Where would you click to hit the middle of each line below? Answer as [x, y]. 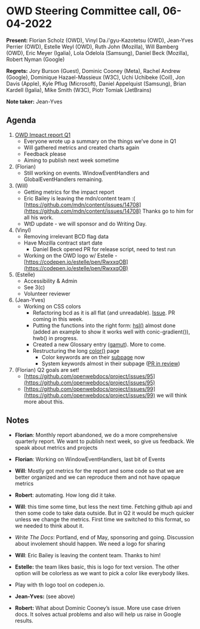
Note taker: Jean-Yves [34, 101]
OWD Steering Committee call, [83, 11]
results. [24, 621]
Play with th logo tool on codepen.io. [60, 585]
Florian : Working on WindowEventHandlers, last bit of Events [90, 459]
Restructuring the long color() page [76, 350]
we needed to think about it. [49, 526]
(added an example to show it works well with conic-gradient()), [111, 332]
